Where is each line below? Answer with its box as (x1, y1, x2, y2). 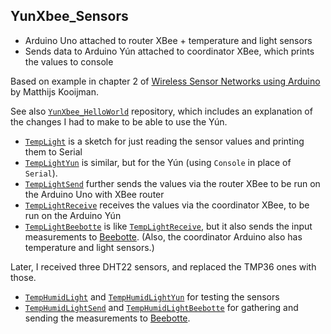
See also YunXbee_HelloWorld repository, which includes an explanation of (10, 105, 313, 117)
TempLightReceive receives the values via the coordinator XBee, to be (24, 199, 310, 211)
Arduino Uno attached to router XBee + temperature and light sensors (24, 34, 313, 46)
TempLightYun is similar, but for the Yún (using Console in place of (24, 156, 292, 168)
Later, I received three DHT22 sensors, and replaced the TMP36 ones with (10, 260, 317, 273)
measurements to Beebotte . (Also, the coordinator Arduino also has (24, 230, 303, 243)
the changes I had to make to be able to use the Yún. (10, 115, 228, 128)
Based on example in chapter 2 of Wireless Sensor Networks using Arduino (10, 75, 321, 87)
